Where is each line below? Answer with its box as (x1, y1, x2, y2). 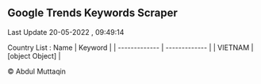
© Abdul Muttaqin (7, 67, 67, 76)
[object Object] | (7, 51, 61, 60)
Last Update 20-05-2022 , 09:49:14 (7, 27, 125, 36)
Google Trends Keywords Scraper (7, 6, 178, 20)
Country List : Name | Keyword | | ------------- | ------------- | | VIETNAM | (7, 43, 254, 52)
